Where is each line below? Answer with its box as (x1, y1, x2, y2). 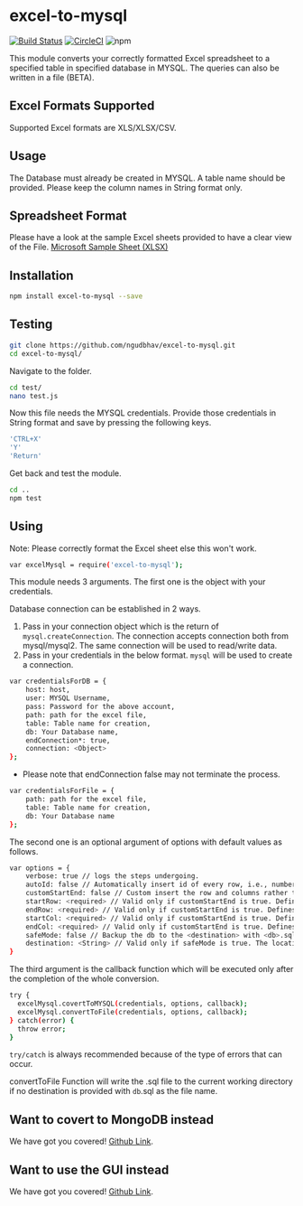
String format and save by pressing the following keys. (9, 417, 212, 428)
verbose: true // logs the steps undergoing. (25, 872, 200, 881)
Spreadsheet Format (9, 208, 128, 223)
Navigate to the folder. (9, 365, 92, 376)
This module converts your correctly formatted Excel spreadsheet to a (9, 52, 271, 63)
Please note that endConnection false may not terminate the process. (22, 769, 281, 780)
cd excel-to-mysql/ (9, 349, 83, 358)
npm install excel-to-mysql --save (9, 292, 143, 301)
